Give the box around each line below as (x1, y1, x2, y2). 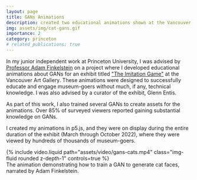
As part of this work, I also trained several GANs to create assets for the (6, 100, 180, 107)
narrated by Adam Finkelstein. (6, 167, 79, 174)
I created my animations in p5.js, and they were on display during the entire (6, 125, 189, 132)
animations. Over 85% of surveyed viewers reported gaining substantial (6, 107, 181, 114)
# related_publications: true (6, 42, 81, 48)
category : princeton (6, 36, 57, 42)
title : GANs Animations (6, 14, 65, 20)
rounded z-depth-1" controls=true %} (18, 155, 110, 162)
